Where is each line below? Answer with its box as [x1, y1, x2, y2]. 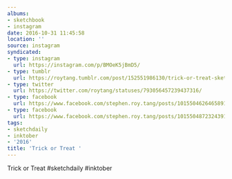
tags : [7, 119, 23, 126]
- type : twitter [7, 81, 54, 88]
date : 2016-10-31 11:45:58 [7, 29, 85, 37]
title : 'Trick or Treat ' [7, 145, 81, 152]
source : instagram [7, 42, 60, 49]
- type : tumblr [7, 68, 51, 75]
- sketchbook [7, 17, 45, 23]
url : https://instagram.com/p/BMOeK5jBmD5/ [13, 62, 140, 68]
